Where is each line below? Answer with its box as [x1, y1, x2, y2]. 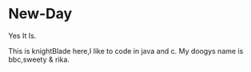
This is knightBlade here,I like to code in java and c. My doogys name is [8, 46, 244, 55]
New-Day [8, 5, 73, 23]
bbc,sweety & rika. [8, 55, 70, 64]
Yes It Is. [8, 31, 37, 40]
